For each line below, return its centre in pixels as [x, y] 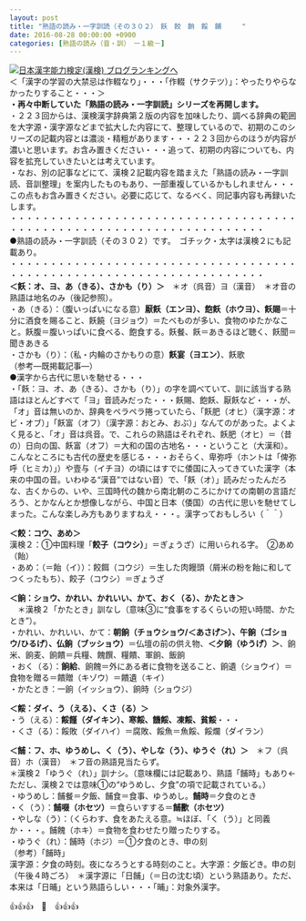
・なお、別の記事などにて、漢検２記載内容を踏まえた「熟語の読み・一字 [145, 173]
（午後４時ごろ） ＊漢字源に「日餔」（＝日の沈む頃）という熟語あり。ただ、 [153, 875]
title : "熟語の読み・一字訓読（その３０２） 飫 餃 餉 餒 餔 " [128, 26]
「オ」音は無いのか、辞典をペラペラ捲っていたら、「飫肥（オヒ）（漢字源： [149, 411]
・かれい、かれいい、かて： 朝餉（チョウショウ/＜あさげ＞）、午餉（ [137, 633]
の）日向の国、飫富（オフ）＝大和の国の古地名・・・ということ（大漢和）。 [151, 446]
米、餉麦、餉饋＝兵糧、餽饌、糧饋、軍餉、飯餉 [97, 655]
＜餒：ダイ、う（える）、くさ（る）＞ [79, 708]
